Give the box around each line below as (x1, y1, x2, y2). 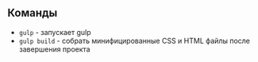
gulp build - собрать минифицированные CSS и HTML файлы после (18, 36, 251, 45)
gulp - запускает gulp (18, 27, 92, 37)
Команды (7, 6, 58, 20)
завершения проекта (18, 44, 90, 54)
